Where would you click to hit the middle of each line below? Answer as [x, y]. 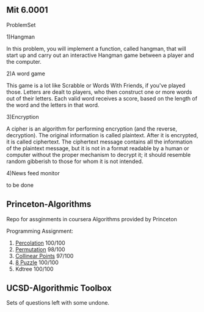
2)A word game [26, 74]
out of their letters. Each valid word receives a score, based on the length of [102, 98]
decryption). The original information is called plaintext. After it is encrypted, [102, 135]
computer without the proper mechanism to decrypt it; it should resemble [99, 154]
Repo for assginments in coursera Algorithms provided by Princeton [92, 219]
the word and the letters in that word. [53, 105]
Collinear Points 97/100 [44, 256]
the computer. [24, 61]
